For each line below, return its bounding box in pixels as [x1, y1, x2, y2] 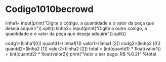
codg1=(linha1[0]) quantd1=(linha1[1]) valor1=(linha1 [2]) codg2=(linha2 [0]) [5, 40, 161, 46]
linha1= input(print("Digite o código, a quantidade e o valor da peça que [5, 20, 154, 26]
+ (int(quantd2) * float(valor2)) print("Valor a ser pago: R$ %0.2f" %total [5, 51, 156, 57]
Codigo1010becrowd [5, 3, 94, 15]
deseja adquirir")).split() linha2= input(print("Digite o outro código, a [5, 25, 147, 31]
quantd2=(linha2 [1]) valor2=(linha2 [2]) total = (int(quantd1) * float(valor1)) [5, 45, 161, 51]
